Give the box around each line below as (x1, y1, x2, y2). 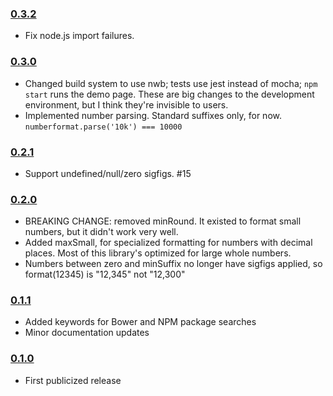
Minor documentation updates (24, 327, 150, 339)
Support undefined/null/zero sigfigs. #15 (24, 167, 192, 179)
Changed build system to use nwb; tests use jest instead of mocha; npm (24, 77, 318, 89)
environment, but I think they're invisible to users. (24, 98, 229, 111)
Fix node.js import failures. (24, 30, 135, 42)
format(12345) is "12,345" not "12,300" (24, 268, 186, 281)
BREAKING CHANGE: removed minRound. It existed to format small (24, 215, 302, 227)
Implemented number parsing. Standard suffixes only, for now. (24, 109, 282, 121)
